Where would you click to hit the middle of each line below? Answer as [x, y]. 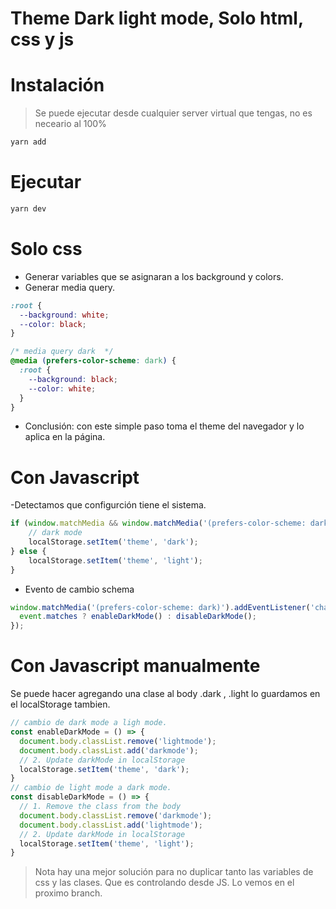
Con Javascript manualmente [135, 666]
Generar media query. [70, 287]
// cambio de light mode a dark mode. [91, 788]
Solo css [46, 249]
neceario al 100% [70, 124]
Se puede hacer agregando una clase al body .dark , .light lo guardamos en [165, 694]
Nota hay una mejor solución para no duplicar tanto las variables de [174, 872]
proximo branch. [68, 893]
